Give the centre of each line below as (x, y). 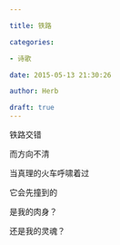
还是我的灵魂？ (37, 231)
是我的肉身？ (33, 211)
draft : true (32, 108)
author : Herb (34, 92)
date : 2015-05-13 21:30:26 (60, 75)
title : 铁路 (30, 25)
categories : (32, 42)
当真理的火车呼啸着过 (49, 173)
